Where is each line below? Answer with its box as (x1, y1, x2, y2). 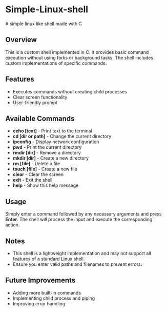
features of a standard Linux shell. (12, 256, 85, 262)
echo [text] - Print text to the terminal (12, 128, 92, 134)
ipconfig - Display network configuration (12, 139, 99, 145)
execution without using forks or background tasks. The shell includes (5, 54, 154, 61)
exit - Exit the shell (12, 177, 53, 183)
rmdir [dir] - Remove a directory (12, 150, 81, 156)
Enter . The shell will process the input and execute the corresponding (5, 217, 153, 223)
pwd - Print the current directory (12, 144, 82, 150)
